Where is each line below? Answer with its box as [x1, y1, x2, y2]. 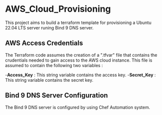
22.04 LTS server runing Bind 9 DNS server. [5, 24, 94, 30]
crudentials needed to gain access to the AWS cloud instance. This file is [5, 57, 153, 63]
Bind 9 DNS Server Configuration [5, 92, 108, 100]
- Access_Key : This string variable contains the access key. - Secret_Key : [5, 72, 156, 78]
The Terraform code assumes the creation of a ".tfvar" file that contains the [5, 52, 158, 58]
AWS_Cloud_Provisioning [5, 3, 111, 15]
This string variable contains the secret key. [5, 77, 93, 83]
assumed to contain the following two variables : [5, 62, 103, 68]
